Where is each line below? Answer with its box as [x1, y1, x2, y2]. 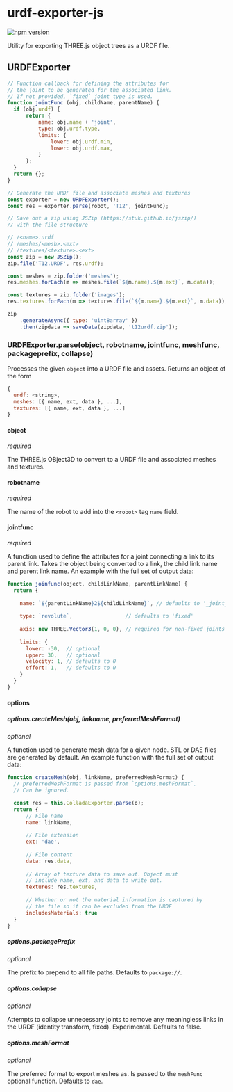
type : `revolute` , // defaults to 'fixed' [19, 613, 194, 620]
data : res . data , [25, 858, 73, 865]
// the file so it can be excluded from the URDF [25, 903, 172, 910]
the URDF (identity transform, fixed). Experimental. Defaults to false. [7, 1022, 202, 1031]
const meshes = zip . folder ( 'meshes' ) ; [7, 273, 119, 280]
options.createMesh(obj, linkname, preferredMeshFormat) [7, 714, 180, 723]
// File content [25, 851, 73, 858]
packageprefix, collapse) [7, 348, 94, 358]
